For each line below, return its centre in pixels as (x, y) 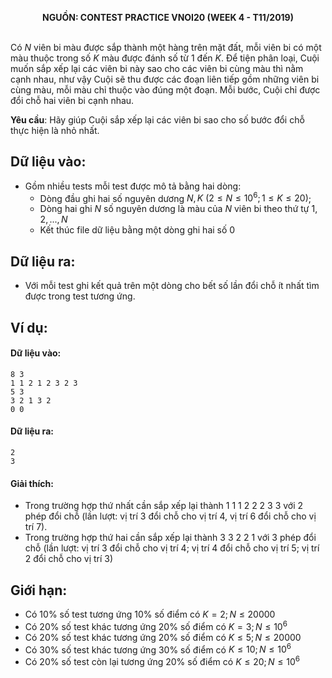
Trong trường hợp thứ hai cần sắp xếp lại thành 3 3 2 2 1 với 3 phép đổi (170, 538)
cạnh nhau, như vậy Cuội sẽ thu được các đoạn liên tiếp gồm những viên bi (165, 79)
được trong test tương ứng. (80, 296)
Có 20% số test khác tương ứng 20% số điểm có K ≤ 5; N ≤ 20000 (163, 637)
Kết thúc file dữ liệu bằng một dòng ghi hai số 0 (137, 230)
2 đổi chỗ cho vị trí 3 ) (69, 559)
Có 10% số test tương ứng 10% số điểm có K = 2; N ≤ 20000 (150, 614)
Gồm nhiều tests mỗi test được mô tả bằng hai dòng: (133, 186)
